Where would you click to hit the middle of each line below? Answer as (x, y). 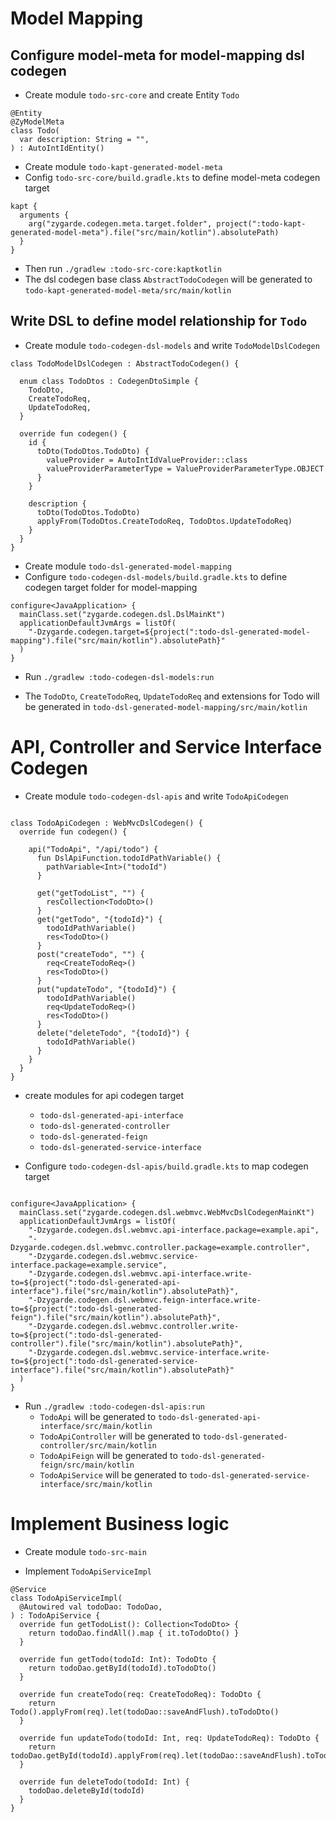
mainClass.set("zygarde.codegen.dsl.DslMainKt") (122, 614)
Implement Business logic (120, 1523)
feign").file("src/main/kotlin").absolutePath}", (116, 1317)
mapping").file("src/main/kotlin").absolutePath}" (118, 640)
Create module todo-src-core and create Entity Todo (132, 95)
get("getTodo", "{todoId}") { (99, 919)
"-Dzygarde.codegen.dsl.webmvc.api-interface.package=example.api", (174, 1230)
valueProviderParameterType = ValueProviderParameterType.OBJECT (185, 468)
